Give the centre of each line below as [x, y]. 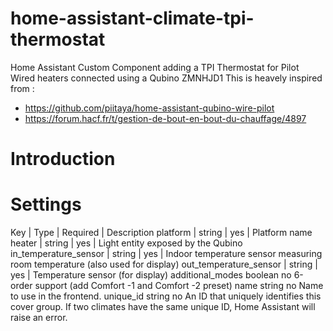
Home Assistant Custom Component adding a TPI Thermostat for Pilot [155, 67]
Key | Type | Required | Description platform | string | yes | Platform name [161, 233]
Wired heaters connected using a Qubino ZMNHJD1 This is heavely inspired [166, 78]
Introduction [63, 159]
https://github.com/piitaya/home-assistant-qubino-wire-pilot [149, 108]
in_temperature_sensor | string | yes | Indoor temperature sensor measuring [166, 254]
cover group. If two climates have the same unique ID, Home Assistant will [163, 307]
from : [22, 88]
